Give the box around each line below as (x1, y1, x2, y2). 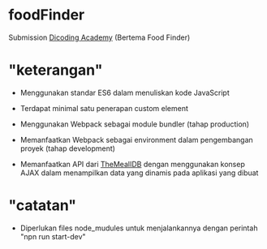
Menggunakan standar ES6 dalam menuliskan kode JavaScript (19, 88, 230, 97)
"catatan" (8, 196, 77, 215)
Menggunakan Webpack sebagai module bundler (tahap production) (19, 119, 250, 129)
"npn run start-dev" (19, 231, 87, 241)
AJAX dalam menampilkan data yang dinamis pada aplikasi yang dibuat (19, 168, 259, 178)
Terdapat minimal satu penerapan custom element (19, 103, 189, 113)
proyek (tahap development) (19, 144, 116, 153)
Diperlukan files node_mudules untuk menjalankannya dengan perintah (19, 223, 258, 233)
